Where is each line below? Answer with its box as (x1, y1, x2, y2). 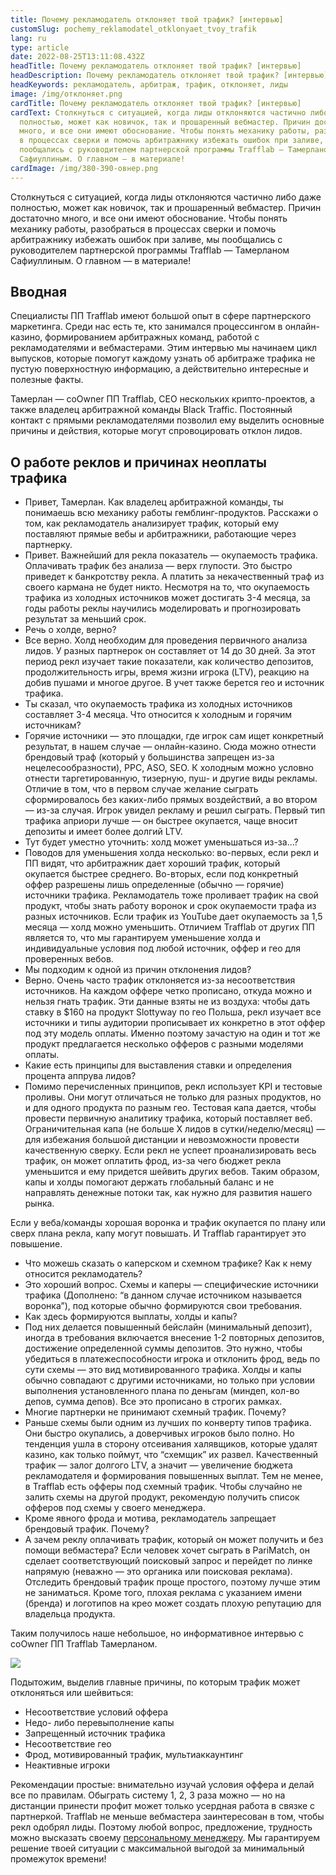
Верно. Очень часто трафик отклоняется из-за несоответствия (24, 974, 296, 986)
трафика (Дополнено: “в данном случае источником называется (24, 1289, 302, 1301)
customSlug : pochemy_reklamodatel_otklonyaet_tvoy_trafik (10, 24, 257, 34)
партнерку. (24, 539, 73, 551)
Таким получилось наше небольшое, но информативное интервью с (10, 1627, 305, 1640)
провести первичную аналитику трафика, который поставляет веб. (24, 1112, 313, 1125)
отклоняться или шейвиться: (10, 1687, 134, 1699)
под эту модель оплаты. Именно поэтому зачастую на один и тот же (24, 1027, 321, 1040)
